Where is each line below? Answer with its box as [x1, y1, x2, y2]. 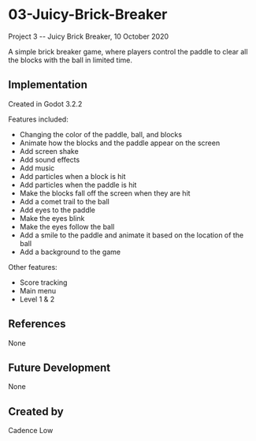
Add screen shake [19, 146, 79, 155]
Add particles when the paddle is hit [19, 180, 137, 189]
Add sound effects [19, 155, 80, 164]
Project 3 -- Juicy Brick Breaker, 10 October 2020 [8, 32, 169, 41]
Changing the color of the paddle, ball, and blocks [19, 129, 183, 139]
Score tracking [19, 278, 68, 287]
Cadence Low [8, 426, 54, 435]
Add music [19, 163, 55, 173]
